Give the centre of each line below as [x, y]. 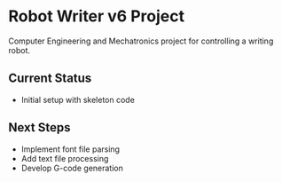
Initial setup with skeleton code [78, 99]
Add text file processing [65, 158]
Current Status [50, 79]
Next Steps [39, 127]
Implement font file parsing [70, 149]
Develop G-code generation [72, 168]
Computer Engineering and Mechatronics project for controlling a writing [141, 41]
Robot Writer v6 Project [97, 16]
